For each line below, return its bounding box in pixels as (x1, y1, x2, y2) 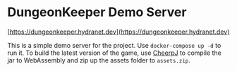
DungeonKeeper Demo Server (7, 4, 187, 20)
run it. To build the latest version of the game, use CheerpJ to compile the (7, 49, 222, 57)
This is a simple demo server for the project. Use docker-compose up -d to (7, 41, 221, 49)
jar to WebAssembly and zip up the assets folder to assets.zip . (7, 56, 190, 64)
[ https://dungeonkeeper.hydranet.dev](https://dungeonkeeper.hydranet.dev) (7, 27, 230, 36)
